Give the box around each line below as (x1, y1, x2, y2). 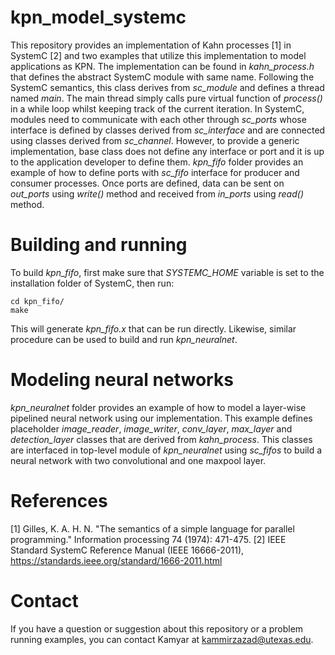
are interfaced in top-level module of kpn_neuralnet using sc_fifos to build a (10, 444, 323, 456)
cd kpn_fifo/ (10, 296, 65, 306)
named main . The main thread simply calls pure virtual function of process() (10, 92, 323, 104)
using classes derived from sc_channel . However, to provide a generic (10, 134, 300, 146)
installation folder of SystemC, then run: (10, 277, 175, 289)
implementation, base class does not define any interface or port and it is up (10, 145, 325, 157)
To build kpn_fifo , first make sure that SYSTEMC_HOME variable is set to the (10, 266, 325, 278)
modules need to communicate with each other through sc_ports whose (10, 113, 307, 125)
